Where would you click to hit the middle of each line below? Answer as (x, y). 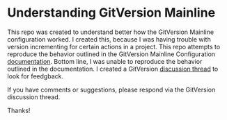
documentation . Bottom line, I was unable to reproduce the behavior (105, 61)
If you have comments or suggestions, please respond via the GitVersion (111, 89)
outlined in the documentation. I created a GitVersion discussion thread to (113, 69)
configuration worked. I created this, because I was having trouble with (109, 39)
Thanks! (19, 110)
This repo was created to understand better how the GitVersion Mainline (111, 32)
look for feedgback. (36, 76)
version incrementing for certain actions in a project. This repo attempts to (114, 46)
